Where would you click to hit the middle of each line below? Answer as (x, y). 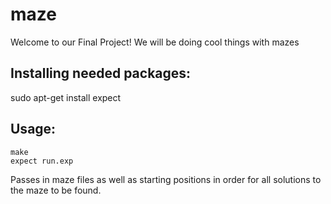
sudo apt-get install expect (66, 97)
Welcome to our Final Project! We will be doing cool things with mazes (155, 42)
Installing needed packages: (101, 73)
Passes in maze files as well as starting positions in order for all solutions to (166, 179)
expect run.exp (42, 161)
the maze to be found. (56, 190)
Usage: (33, 129)
